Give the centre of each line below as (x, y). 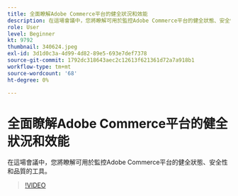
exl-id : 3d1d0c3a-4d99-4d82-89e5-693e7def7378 (77, 54)
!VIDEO (35, 185)
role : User (23, 27)
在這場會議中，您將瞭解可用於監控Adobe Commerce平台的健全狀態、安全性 (118, 162)
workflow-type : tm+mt (39, 67)
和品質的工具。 (29, 171)
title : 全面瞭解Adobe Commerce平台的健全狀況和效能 (78, 14)
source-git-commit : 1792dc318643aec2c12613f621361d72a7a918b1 (101, 60)
